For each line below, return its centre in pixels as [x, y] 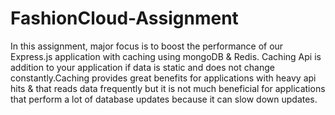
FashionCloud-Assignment [124, 18]
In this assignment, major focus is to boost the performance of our [147, 46]
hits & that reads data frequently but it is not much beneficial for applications [168, 88]
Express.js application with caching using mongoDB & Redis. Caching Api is [166, 56]
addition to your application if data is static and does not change [142, 67]
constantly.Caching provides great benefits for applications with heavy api [163, 78]
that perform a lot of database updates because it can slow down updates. [164, 99]
